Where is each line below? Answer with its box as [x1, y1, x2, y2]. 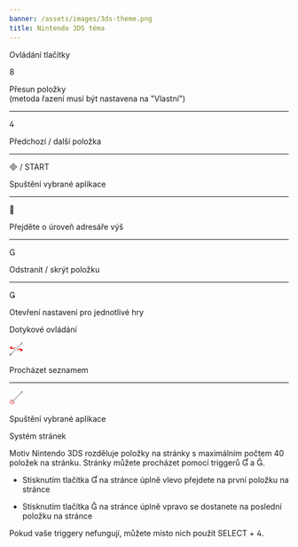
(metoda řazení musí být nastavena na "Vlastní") [9, 93, 186, 104]
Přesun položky [9, 83, 67, 94]
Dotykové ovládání [9, 324, 77, 335]
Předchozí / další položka [9, 136, 102, 147]
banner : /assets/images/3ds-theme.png [9, 14, 153, 23]
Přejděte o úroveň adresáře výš [9, 221, 124, 232]
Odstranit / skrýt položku [9, 264, 100, 274]
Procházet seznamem [9, 364, 89, 375]
